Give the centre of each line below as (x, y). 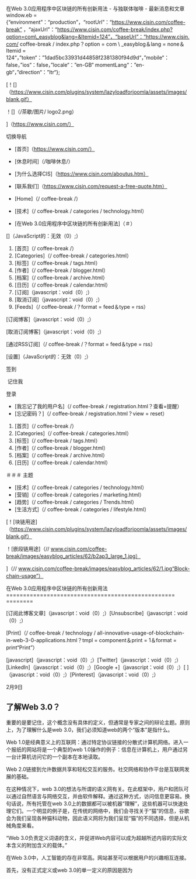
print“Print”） (22, 647)
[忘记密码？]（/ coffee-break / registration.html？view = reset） (91, 413)
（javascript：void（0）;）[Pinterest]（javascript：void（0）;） (83, 675)
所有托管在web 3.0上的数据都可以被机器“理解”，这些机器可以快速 (105, 804)
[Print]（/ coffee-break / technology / (51, 633)
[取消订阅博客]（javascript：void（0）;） (55, 332)
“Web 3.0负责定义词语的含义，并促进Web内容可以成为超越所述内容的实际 (94, 837)
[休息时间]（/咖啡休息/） (44, 161)
